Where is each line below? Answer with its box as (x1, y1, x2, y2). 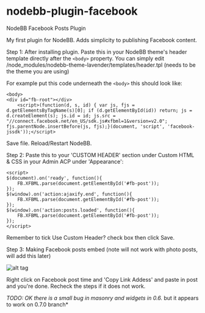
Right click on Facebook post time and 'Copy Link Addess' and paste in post (6, 276, 198, 283)
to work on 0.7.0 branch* (6, 301, 69, 308)
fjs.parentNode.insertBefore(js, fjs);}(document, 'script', (6, 123, 165, 130)
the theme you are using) (6, 67, 70, 75)
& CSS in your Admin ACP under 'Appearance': (6, 158, 124, 165)
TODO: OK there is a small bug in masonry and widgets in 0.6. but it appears (6, 294, 199, 301)
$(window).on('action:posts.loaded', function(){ (6, 207, 135, 213)
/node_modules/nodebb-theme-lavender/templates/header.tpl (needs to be (6, 61, 196, 68)
